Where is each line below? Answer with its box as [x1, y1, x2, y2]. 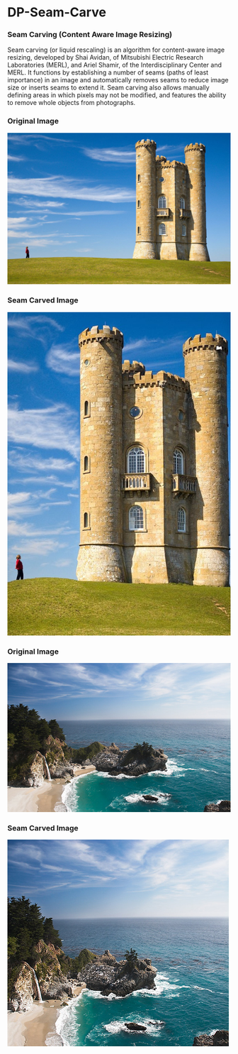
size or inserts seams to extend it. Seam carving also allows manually [7, 83, 210, 92]
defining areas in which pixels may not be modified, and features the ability [7, 91, 227, 99]
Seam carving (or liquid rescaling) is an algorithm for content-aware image [7, 45, 225, 54]
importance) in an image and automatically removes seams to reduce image [7, 76, 229, 84]
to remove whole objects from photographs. [7, 99, 136, 107]
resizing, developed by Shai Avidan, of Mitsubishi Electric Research [7, 53, 204, 62]
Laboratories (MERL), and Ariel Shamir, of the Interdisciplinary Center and [7, 61, 222, 70]
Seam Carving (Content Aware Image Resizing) [7, 30, 172, 40]
